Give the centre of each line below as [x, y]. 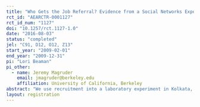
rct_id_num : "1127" [30, 23]
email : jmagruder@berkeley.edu [56, 78]
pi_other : [18, 67]
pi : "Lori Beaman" [29, 61]
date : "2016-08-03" [30, 34]
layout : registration [33, 95]
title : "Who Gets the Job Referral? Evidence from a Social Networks [94, 12]
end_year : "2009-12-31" [36, 56]
